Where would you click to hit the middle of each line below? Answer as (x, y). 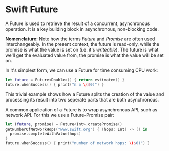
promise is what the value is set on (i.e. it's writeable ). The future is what (82, 49)
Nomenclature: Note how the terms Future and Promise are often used (80, 39)
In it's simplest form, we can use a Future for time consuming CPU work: (82, 70)
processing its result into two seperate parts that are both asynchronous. (82, 99)
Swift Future (32, 9)
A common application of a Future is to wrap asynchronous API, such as (81, 109)
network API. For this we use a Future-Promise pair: (60, 115)
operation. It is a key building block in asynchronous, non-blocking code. (82, 29)
